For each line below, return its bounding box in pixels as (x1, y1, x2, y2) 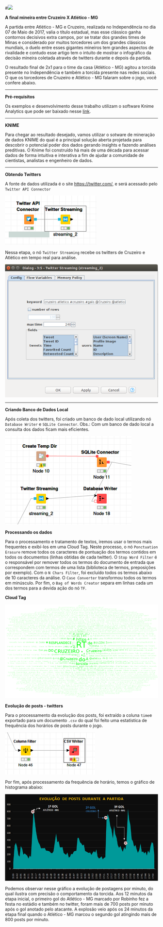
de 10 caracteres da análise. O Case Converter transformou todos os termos (5, 574, 157, 580)
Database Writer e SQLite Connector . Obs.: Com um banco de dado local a (5, 421, 154, 427)
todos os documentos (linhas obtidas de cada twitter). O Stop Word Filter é (5, 554, 157, 560)
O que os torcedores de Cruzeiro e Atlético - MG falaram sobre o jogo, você (5, 75, 157, 80)
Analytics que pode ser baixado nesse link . (5, 108, 91, 114)
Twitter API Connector (5, 187, 51, 192)
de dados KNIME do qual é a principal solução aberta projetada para (5, 137, 142, 143)
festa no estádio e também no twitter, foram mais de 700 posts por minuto (5, 901, 153, 907)
